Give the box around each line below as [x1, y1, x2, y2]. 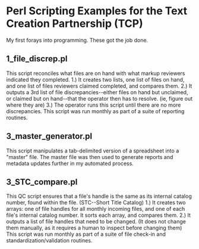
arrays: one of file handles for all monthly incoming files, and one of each [6, 206, 185, 213]
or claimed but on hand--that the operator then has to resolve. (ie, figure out [6, 95, 193, 102]
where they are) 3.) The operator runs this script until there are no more [6, 101, 181, 108]
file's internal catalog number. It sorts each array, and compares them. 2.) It [6, 211, 191, 219]
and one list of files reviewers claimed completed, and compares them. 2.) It [6, 82, 192, 89]
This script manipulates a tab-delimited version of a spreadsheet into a [6, 147, 179, 154]
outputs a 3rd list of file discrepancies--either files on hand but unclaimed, [6, 88, 188, 96]
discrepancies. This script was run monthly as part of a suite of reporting [6, 107, 185, 114]
